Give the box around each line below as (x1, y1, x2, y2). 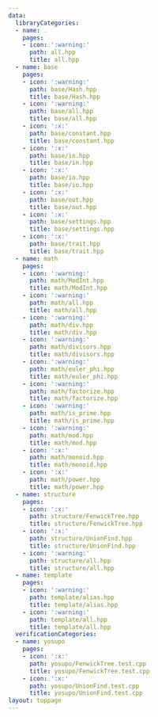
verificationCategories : (15, 631, 97, 639)
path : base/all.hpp (28, 108, 93, 116)
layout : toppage (8, 696, 62, 705)
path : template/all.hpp (28, 616, 108, 624)
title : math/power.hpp (28, 482, 104, 491)
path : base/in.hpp (28, 151, 90, 159)
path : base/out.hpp (28, 196, 93, 204)
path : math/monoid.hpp (28, 453, 104, 462)
